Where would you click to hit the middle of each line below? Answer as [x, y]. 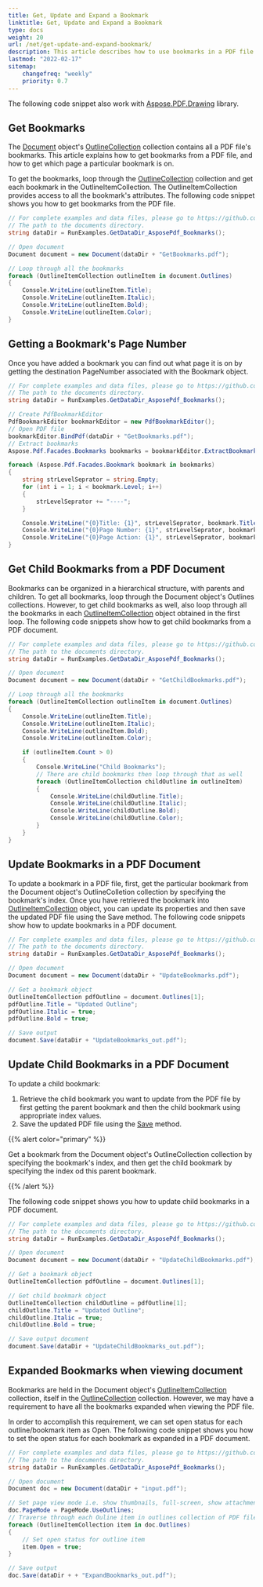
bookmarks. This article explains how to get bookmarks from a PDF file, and [130, 155]
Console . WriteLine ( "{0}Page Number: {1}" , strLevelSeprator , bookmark [140, 531]
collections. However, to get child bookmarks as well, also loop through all [128, 604]
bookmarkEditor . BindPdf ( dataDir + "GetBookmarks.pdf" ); [101, 436]
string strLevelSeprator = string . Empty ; [90, 480]
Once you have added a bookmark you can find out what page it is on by [125, 363]
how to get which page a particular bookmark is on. [91, 164]
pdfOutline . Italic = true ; [52, 1012]
